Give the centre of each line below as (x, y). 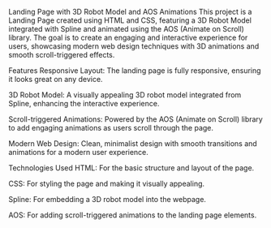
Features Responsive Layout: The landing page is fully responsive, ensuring (135, 71)
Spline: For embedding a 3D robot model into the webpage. (108, 199)
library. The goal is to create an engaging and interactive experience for (128, 37)
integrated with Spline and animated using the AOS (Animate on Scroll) (127, 29)
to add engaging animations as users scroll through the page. (111, 128)
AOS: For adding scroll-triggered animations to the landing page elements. (133, 215)
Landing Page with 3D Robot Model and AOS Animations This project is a (130, 12)
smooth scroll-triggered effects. (62, 55)
